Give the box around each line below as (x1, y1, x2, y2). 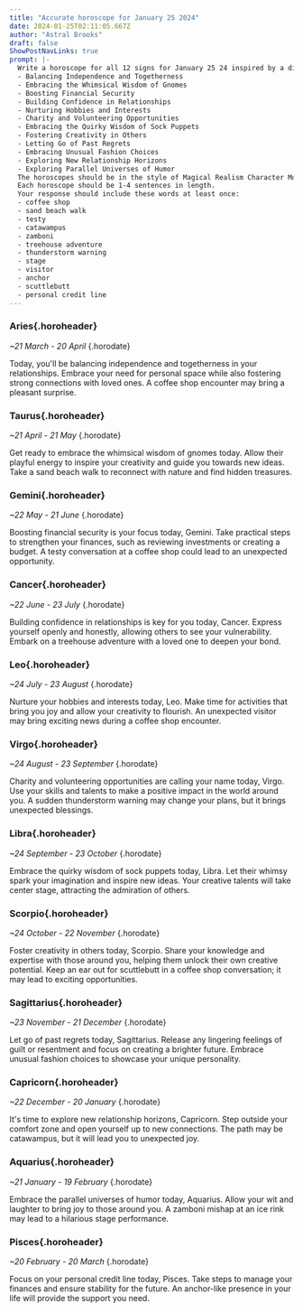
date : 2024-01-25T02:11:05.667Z (9, 22, 131, 31)
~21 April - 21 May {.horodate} (9, 430, 122, 441)
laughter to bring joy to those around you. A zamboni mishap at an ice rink (9, 1203, 284, 1214)
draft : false (9, 38, 59, 48)
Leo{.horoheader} (9, 658, 90, 671)
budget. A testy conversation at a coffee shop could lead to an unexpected (9, 546, 288, 557)
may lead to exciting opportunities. (9, 973, 138, 984)
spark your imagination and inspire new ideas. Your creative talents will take (9, 875, 291, 886)
